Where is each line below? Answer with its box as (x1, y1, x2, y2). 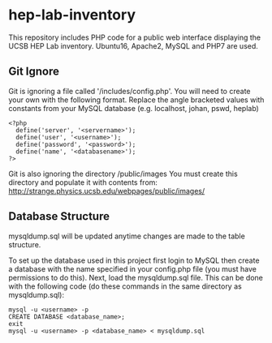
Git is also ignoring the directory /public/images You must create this (8, 169, 238, 178)
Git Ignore (8, 65, 59, 79)
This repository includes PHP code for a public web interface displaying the (8, 32, 261, 42)
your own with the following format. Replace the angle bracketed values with (8, 95, 265, 105)
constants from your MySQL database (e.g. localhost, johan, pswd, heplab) (8, 103, 260, 113)
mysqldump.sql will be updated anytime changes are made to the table (8, 231, 245, 241)
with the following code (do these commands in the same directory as (8, 281, 242, 291)
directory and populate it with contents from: (8, 177, 158, 187)
